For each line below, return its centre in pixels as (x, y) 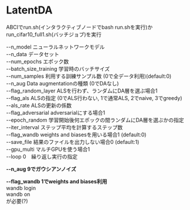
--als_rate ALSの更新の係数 (39, 105)
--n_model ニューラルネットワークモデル (55, 47)
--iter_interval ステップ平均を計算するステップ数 (65, 127)
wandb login (21, 188)
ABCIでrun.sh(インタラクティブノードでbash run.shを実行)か (79, 27)
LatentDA (29, 10)
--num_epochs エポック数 (38, 61)
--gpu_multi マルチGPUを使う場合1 (48, 149)
